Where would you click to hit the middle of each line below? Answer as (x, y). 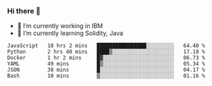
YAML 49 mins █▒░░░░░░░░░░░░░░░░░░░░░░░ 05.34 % (106, 64)
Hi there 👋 (24, 11)
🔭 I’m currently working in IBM (60, 26)
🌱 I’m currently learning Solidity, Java (70, 33)
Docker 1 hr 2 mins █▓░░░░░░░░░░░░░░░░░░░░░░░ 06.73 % (106, 58)
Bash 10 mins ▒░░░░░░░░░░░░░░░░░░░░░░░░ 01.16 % (106, 76)
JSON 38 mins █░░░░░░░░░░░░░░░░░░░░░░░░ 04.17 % (106, 70)
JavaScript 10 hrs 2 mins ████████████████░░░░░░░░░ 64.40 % (106, 46)
